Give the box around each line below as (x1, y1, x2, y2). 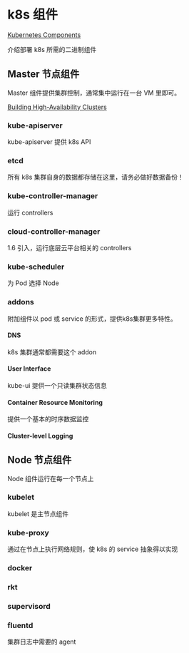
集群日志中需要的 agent (7, 637, 76, 646)
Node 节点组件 (7, 454, 72, 466)
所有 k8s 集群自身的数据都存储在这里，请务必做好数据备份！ (7, 173, 184, 182)
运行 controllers (7, 208, 53, 217)
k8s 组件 (7, 6, 58, 23)
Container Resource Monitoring (7, 398, 103, 406)
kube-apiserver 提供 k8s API (7, 138, 91, 146)
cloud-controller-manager (7, 226, 101, 236)
